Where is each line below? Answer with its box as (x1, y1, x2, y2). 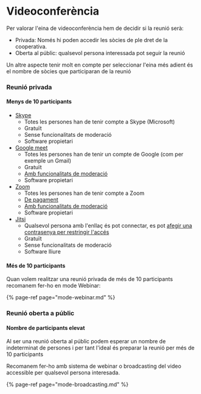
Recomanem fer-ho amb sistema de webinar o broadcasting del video (6, 362, 182, 370)
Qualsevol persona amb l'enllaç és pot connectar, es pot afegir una (24, 222, 192, 230)
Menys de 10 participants (6, 98, 72, 105)
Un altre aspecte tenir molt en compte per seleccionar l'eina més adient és (6, 61, 193, 68)
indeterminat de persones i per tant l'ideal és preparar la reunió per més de (6, 344, 195, 352)
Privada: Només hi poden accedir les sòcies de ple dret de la (15, 36, 168, 43)
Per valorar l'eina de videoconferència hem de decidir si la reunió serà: (6, 24, 184, 32)
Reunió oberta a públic (6, 309, 75, 318)
